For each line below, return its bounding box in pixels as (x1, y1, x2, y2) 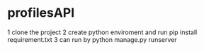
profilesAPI (7, 5, 75, 21)
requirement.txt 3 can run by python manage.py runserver (7, 35, 177, 43)
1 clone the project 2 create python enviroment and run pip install (7, 28, 198, 36)
